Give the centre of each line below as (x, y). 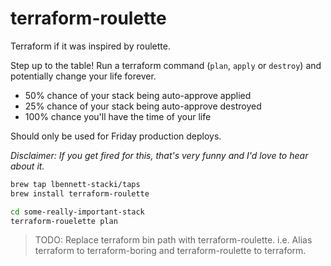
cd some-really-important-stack (77, 212)
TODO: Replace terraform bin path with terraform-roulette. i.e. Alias (173, 240)
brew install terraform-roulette (80, 193)
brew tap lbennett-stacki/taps (75, 184)
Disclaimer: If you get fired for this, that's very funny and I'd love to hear (159, 155)
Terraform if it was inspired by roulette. (90, 46)
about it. (27, 166)
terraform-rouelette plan (64, 221)
